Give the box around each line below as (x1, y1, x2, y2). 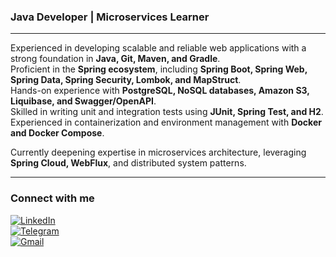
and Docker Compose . (10, 127, 105, 139)
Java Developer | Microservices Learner (10, 10, 210, 24)
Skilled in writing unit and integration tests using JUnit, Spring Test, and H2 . (10, 106, 324, 118)
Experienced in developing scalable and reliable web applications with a (10, 42, 307, 54)
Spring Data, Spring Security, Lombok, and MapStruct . (10, 74, 242, 86)
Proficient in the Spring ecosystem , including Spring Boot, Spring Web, (10, 63, 308, 75)
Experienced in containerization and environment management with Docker (10, 116, 322, 129)
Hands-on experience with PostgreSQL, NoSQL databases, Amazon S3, (10, 85, 310, 97)
